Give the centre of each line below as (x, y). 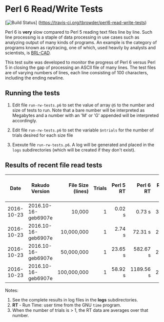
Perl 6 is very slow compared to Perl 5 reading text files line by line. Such (79, 32)
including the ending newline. (35, 78)
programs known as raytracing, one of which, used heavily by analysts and (81, 47)
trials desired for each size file (42, 135)
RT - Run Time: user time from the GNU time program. (67, 305)
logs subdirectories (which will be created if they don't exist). (74, 150)
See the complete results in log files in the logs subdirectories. (75, 300)
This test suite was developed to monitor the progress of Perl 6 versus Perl (80, 62)
